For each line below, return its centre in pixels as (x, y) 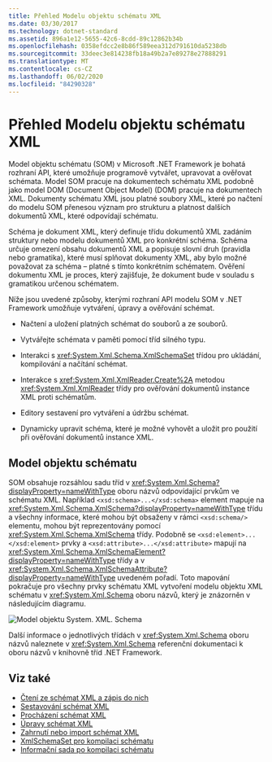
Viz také (30, 678)
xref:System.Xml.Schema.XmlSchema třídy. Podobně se (102, 535)
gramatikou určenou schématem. (64, 284)
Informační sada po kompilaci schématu (87, 750)
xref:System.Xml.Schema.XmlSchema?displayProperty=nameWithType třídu (136, 509)
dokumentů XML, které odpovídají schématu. (83, 216)
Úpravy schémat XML (56, 724)
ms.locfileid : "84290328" (52, 84)
